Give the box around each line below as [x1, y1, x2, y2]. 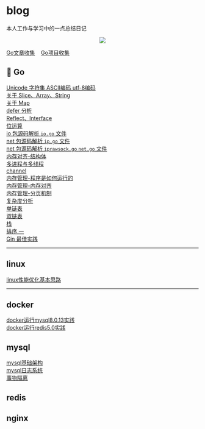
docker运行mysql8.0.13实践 [6, 316, 75, 324]
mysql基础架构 [6, 359, 43, 366]
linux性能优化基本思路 [6, 275, 61, 283]
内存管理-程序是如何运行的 [6, 174, 73, 182]
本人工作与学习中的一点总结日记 [6, 24, 87, 32]
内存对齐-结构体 [6, 152, 47, 160]
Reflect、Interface [6, 114, 52, 122]
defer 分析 [6, 107, 32, 114]
